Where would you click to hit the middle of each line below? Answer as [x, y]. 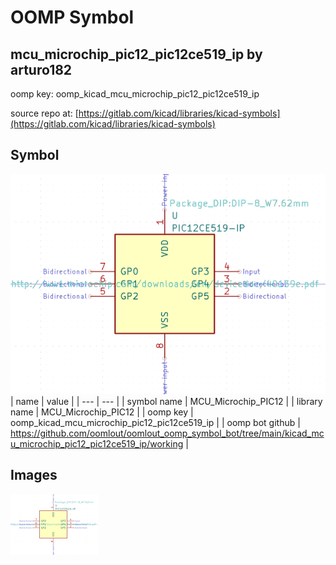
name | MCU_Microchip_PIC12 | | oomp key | [102, 412]
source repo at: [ [44, 113]
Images [34, 475]
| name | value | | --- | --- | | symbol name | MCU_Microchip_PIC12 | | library [166, 401]
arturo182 [41, 69]
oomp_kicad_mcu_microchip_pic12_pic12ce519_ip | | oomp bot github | [155, 422]
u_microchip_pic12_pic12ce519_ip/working [97, 443]
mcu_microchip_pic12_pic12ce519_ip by [136, 54]
